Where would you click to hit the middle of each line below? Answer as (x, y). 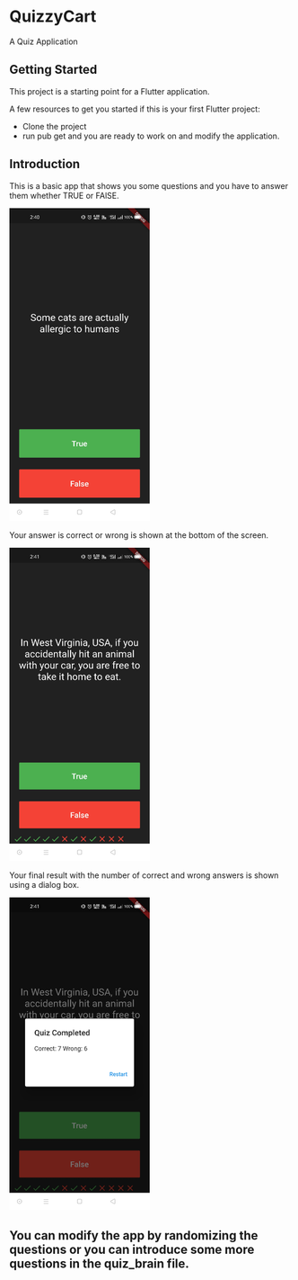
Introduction (45, 164)
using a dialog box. (44, 884)
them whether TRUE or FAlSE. (64, 195)
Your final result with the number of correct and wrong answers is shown (144, 875)
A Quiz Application (44, 41)
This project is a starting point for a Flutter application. (110, 91)
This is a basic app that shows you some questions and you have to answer (149, 185)
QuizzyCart (53, 17)
